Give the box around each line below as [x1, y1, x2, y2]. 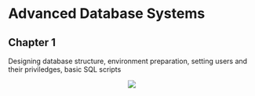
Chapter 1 [8, 36, 56, 49]
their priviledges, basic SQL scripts [8, 65, 122, 74]
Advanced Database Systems [8, 5, 206, 23]
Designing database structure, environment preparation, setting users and [8, 56, 248, 66]
